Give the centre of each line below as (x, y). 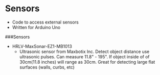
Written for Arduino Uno (36, 27)
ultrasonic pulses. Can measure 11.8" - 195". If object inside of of (84, 56)
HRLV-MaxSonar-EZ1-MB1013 (42, 46)
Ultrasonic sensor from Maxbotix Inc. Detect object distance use (84, 51)
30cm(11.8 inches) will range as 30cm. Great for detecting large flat (87, 62)
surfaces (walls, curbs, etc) (47, 67)
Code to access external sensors (46, 22)
